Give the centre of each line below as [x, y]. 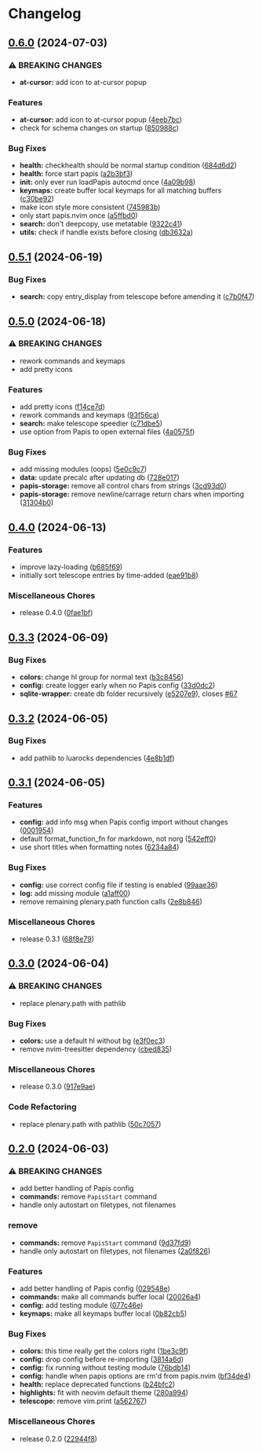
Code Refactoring [42, 1107]
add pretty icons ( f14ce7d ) [62, 407]
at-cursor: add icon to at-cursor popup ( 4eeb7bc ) [101, 120]
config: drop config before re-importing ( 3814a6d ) [102, 1359]
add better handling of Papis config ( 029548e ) [95, 1288]
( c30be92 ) [37, 199]
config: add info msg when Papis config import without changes [124, 822]
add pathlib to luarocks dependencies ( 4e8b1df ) [97, 758]
